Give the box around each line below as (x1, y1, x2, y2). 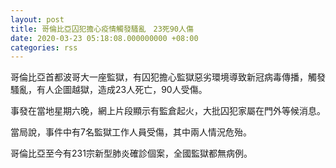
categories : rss (10, 42, 78, 53)
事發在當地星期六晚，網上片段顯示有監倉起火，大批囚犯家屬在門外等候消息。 (10, 105, 326, 117)
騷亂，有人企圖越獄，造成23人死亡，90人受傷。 (10, 84, 208, 96)
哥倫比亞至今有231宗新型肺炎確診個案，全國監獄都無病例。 (10, 147, 253, 160)
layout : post (10, 14, 65, 25)
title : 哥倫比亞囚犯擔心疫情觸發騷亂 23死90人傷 (10, 24, 194, 34)
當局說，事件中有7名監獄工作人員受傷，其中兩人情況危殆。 (10, 126, 252, 138)
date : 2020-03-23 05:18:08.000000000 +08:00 (10, 33, 199, 43)
